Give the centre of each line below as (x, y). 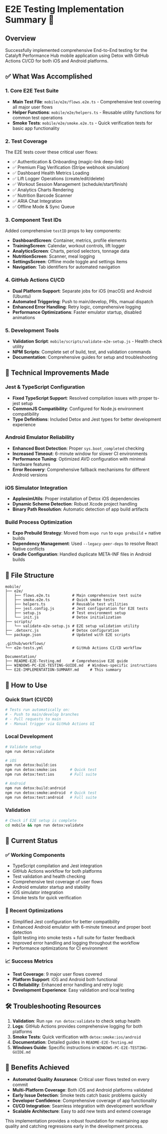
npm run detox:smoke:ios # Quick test (51, 770)
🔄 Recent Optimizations (34, 911)
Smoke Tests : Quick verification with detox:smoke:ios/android (77, 1037)
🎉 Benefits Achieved (37, 1068)
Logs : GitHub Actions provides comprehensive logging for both (78, 1026)
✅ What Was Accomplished (49, 77)
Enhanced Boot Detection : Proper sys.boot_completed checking (78, 448)
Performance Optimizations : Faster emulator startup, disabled (77, 312)
